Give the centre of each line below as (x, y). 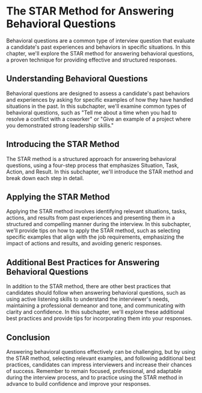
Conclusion (28, 337)
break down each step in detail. (45, 178)
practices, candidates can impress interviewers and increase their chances (99, 365)
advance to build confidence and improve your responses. (78, 384)
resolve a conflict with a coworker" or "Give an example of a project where (99, 119)
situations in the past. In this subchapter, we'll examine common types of (96, 106)
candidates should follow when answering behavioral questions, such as (96, 293)
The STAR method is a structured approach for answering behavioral (91, 159)
